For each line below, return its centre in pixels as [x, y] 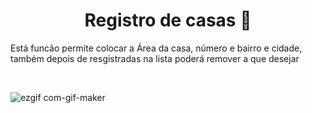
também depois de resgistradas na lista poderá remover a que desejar [155, 58]
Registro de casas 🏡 [168, 20]
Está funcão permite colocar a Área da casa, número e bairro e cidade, [156, 48]
